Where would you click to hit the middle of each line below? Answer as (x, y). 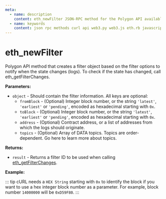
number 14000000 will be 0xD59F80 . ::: (42, 192)
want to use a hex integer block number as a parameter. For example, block (82, 187)
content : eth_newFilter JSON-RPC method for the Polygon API (78, 19)
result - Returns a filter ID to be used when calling (64, 157)
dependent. (31, 138)
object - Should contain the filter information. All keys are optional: (80, 96)
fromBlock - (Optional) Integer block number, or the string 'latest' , (88, 101)
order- (132, 133)
